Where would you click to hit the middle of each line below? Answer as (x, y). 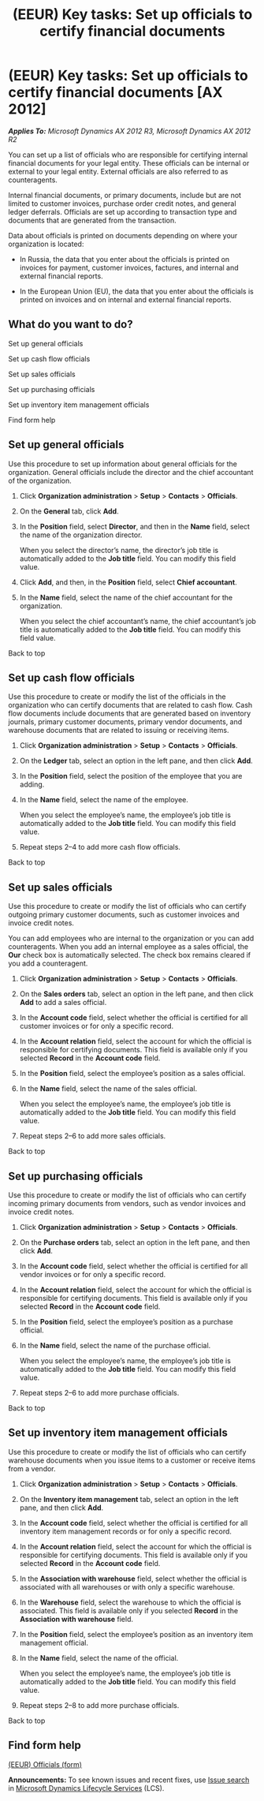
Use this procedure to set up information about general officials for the (123, 464)
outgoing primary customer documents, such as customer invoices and (124, 915)
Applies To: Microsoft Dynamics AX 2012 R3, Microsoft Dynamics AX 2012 (130, 131)
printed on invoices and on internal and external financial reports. (125, 299)
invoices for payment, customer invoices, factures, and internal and (129, 267)
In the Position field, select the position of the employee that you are (131, 776)
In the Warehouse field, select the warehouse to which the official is (130, 1602)
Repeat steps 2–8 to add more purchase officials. (99, 1705)
